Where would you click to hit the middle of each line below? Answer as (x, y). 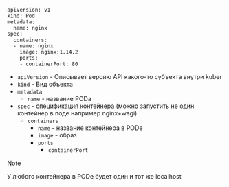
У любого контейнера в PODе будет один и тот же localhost (95, 176)
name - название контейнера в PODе (90, 128)
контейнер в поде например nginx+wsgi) (77, 113)
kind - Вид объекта (45, 84)
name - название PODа (59, 99)
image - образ (57, 135)
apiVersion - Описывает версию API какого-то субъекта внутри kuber (119, 77)
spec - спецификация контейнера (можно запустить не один (106, 106)
